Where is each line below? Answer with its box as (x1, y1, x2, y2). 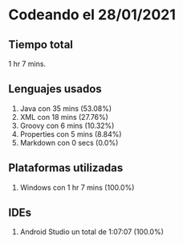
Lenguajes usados (8, 82, 102, 96)
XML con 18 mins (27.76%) (19, 112, 108, 121)
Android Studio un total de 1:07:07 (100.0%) (19, 227, 165, 237)
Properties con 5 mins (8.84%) (19, 129, 122, 138)
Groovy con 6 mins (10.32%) (19, 121, 115, 130)
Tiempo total (8, 38, 74, 51)
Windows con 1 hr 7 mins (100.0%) (19, 183, 135, 192)
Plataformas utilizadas (8, 161, 124, 175)
